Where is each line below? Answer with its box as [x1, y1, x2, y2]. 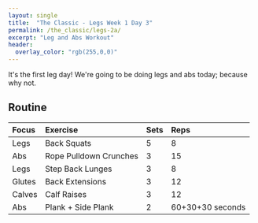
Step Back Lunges [45, 163, 112, 174]
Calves [12, 188, 38, 199]
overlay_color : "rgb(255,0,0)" [15, 48, 118, 56]
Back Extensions [45, 176, 107, 187]
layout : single [8, 11, 58, 20]
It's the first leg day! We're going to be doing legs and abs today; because [8, 70, 248, 79]
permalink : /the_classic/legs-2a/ [8, 26, 122, 34]
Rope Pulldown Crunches [45, 151, 139, 162]
